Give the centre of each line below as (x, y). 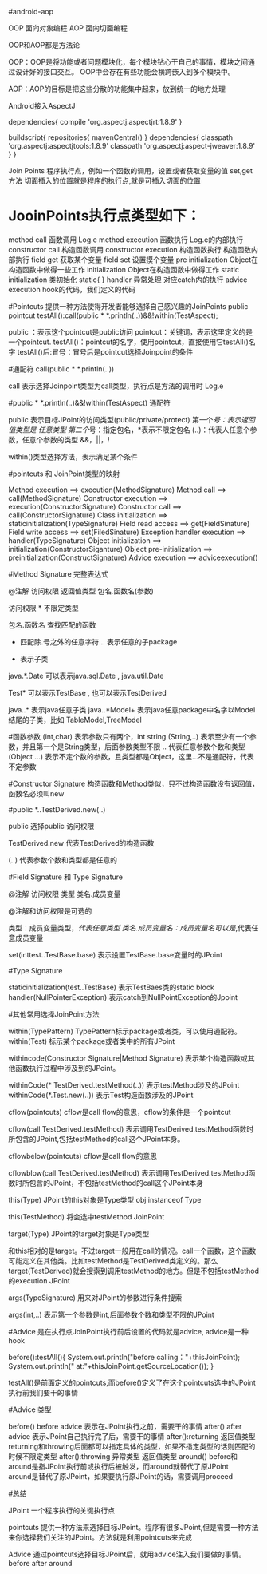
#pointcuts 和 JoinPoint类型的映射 (64, 474)
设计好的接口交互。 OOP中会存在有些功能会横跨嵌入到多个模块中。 (125, 72)
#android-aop (31, 12)
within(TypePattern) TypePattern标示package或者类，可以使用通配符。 (125, 1031)
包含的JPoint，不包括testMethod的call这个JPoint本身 (116, 1183)
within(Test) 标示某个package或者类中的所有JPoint (92, 1041)
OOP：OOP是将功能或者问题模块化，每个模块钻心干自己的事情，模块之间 (128, 62)
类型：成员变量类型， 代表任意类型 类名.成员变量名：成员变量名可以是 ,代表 (130, 928)
